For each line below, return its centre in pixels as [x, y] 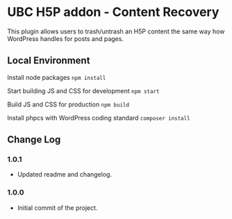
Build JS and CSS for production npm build [68, 104]
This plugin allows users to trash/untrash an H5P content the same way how [116, 31]
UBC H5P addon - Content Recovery [113, 12]
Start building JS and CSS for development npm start [83, 90]
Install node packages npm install [57, 77]
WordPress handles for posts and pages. [65, 38]
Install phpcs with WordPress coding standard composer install [99, 117]
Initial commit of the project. [57, 208]
